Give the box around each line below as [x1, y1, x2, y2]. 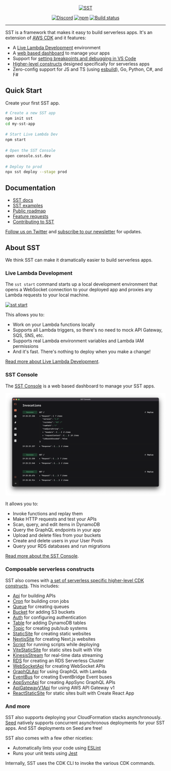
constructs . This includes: [5, 583, 60, 589]
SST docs [12, 197, 34, 203]
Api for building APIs [12, 592, 56, 598]
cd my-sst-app [5, 121, 36, 126]
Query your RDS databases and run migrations [12, 543, 110, 549]
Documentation [5, 183, 56, 192]
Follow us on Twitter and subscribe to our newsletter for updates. [5, 229, 142, 235]
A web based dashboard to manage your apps [12, 50, 110, 56]
